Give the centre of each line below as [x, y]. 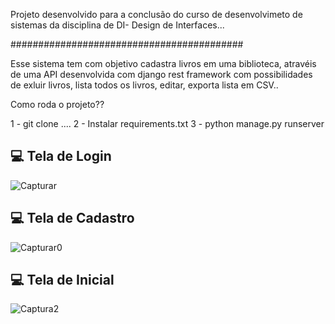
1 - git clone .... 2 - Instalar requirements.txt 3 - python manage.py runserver [167, 123]
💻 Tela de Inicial [62, 280]
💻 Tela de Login [61, 156]
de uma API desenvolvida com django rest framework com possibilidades [161, 74]
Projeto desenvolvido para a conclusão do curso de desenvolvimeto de [156, 14]
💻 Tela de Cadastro [72, 218]
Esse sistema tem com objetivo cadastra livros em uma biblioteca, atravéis [163, 63]
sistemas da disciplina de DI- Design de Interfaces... [117, 25]
